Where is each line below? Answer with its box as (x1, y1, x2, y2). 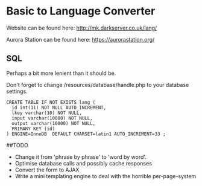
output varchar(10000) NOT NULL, (11, 120, 96, 126)
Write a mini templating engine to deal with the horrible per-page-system (14, 172, 197, 179)
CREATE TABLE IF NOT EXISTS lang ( (6, 99, 96, 105)
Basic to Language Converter (6, 4, 156, 18)
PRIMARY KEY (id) (11, 126, 55, 132)
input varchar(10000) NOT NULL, (11, 115, 93, 121)
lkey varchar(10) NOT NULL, (11, 110, 83, 116)
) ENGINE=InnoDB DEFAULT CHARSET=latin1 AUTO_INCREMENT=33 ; (6, 131, 166, 137)
